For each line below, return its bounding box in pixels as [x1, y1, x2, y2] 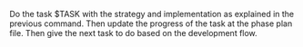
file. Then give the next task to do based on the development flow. [9, 28, 258, 38]
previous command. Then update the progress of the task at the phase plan [9, 18, 293, 29]
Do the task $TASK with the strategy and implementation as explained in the [9, 9, 295, 19]
